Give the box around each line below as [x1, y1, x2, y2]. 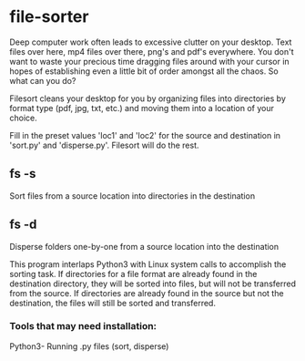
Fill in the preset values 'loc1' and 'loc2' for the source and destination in [9, 129, 280, 140]
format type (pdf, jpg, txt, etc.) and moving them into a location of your [9, 102, 275, 113]
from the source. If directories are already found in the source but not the [9, 287, 284, 298]
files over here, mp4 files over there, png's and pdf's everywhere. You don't [9, 46, 294, 57]
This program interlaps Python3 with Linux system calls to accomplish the [9, 258, 287, 270]
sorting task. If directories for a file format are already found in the [9, 268, 258, 279]
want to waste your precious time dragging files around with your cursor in [9, 56, 290, 67]
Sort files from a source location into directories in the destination [9, 190, 256, 201]
